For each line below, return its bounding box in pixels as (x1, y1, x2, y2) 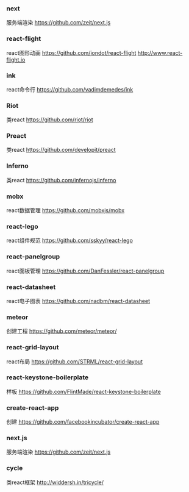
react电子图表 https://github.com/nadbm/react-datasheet (6, 297, 151, 304)
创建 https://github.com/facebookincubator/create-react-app (6, 418, 160, 426)
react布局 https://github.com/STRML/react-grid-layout (6, 358, 143, 365)
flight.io (6, 56, 26, 63)
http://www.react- (137, 49, 183, 56)
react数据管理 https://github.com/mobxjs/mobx (6, 207, 125, 214)
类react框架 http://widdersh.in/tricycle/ (6, 479, 104, 486)
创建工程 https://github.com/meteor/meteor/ (6, 327, 117, 335)
